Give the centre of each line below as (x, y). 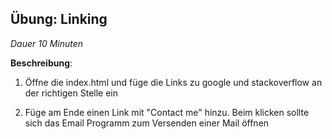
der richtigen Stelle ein (71, 93)
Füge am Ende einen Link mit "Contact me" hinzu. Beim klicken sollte (167, 112)
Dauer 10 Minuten (47, 43)
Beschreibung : (41, 63)
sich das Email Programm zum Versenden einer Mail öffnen (147, 123)
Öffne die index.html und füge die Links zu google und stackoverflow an (173, 82)
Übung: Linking (59, 19)
